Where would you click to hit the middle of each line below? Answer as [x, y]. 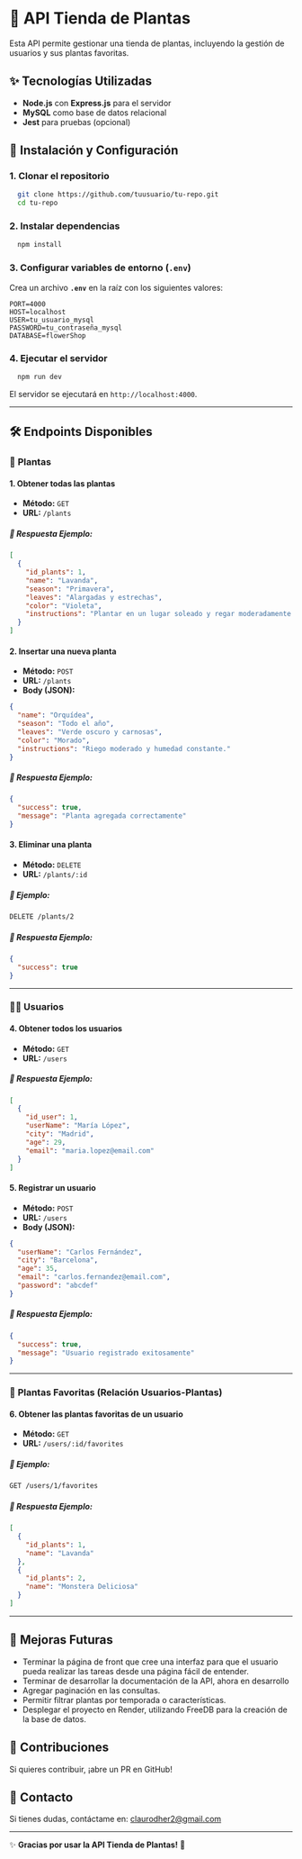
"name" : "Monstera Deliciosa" [82, 1587]
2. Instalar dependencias [65, 226]
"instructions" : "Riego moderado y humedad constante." [124, 748]
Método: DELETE [52, 865]
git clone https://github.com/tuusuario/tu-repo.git [118, 195]
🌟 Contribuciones [59, 1748]
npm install [40, 245]
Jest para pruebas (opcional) [76, 122]
